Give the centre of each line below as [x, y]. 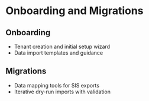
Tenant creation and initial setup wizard [62, 46]
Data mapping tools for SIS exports [57, 85]
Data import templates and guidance [59, 53]
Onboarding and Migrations [74, 11]
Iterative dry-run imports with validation [62, 92]
